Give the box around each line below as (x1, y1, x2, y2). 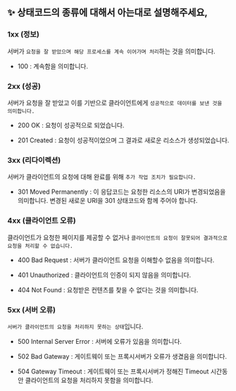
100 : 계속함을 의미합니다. (17, 62, 88, 70)
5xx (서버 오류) (7, 305, 56, 315)
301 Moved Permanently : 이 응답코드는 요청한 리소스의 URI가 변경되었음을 (17, 187, 226, 196)
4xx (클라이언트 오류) (7, 216, 76, 225)
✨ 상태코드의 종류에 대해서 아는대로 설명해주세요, (7, 6, 208, 19)
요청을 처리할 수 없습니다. (7, 242, 73, 249)
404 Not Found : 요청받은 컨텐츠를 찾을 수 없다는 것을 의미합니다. (17, 285, 199, 294)
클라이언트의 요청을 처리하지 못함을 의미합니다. (25, 376, 154, 384)
